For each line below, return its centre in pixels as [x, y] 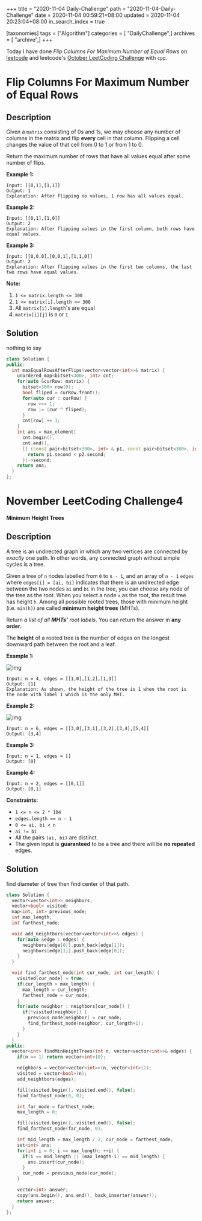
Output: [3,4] [24, 734]
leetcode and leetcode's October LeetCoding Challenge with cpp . [87, 58]
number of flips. [26, 163]
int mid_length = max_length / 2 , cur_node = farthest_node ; [95, 1139]
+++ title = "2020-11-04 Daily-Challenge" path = [66, 9]
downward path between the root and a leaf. [61, 644]
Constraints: [22, 800]
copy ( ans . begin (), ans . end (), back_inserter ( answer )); [87, 1195]
